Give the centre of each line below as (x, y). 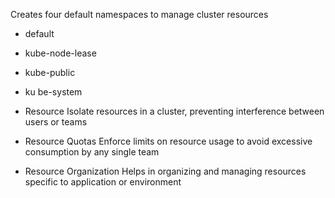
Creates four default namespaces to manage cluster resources (139, 14)
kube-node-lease (60, 53)
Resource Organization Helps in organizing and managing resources (165, 171)
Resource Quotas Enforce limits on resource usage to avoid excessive (168, 141)
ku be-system (53, 92)
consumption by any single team (92, 152)
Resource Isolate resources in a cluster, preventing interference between (174, 111)
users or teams (56, 122)
